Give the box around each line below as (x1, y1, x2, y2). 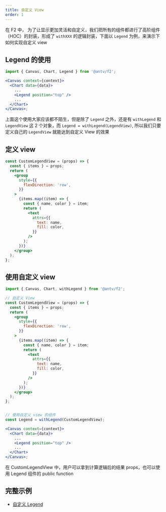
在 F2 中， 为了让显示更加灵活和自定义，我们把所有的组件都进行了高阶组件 (5, 26, 160, 33)
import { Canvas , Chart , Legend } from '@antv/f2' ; (5, 69, 116, 74)
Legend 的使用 (5, 55, 51, 64)
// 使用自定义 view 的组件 (5, 412, 56, 417)
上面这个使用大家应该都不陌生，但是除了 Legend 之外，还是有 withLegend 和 (5, 116, 161, 122)
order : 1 (5, 12, 24, 17)
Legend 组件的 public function (11, 471, 74, 477)
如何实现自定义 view (5, 39, 47, 45)
